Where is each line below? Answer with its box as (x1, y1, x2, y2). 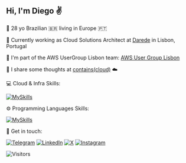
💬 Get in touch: (6, 127, 43, 135)
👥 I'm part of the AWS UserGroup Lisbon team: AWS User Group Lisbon (6, 54, 180, 61)
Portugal (6, 42, 27, 49)
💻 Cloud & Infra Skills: (6, 79, 61, 87)
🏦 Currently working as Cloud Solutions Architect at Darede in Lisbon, (6, 36, 175, 44)
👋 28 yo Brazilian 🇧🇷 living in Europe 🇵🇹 (6, 24, 107, 32)
